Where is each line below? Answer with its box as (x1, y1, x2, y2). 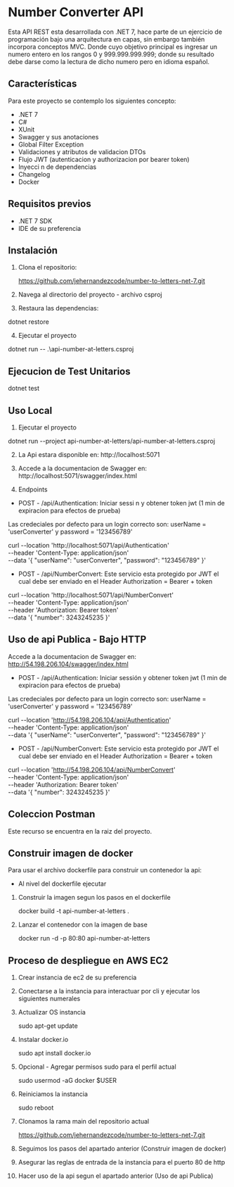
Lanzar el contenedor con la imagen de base (18, 920, 148, 929)
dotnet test (8, 384, 40, 393)
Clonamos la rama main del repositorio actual (18, 1117, 150, 1126)
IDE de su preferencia (18, 224, 82, 232)
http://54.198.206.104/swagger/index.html (8, 660, 129, 668)
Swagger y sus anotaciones (18, 132, 99, 141)
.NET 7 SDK (18, 216, 53, 225)
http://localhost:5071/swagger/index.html (18, 472, 138, 479)
